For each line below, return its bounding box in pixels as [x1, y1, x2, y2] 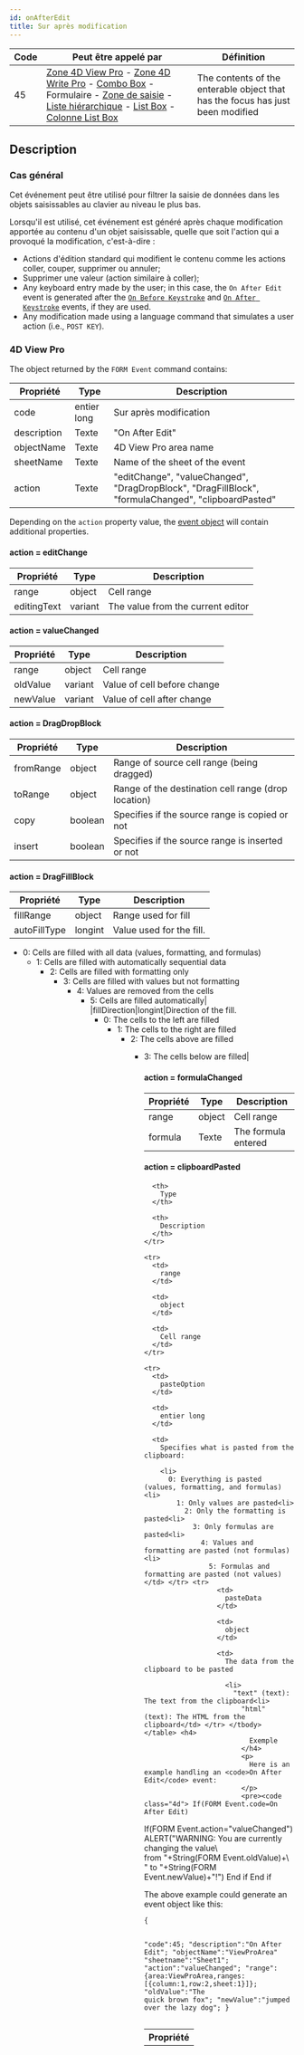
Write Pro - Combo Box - [46, 77, 155, 90]
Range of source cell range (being [112, 757, 258, 769]
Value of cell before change [102, 678, 220, 691]
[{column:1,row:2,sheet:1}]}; [143, 1979, 258, 1988]
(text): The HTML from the [143, 1712, 246, 1721]
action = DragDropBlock [9, 718, 102, 729]
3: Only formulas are [192, 1522, 274, 1531]
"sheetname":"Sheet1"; [143, 1955, 230, 1964]
